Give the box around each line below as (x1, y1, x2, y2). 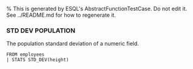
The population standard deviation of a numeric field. (6, 40, 140, 47)
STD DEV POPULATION (6, 26, 76, 35)
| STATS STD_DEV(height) (6, 57, 69, 63)
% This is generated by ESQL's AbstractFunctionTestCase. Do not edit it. (6, 5, 188, 12)
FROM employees (6, 52, 45, 58)
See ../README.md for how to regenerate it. (6, 11, 117, 19)
